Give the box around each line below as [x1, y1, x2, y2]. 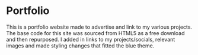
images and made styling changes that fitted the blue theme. [6, 42, 155, 49]
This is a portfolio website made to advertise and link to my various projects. [6, 23, 193, 30]
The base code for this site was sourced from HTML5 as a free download [6, 29, 185, 36]
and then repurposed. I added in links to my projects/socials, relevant [6, 36, 175, 43]
